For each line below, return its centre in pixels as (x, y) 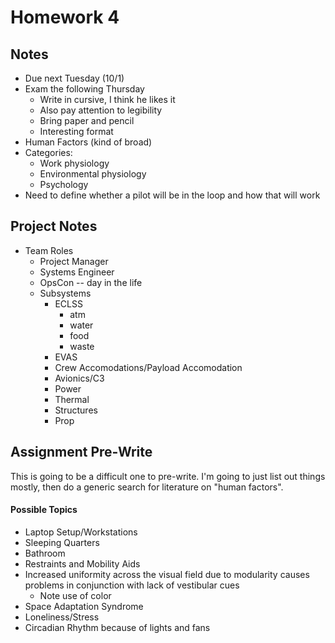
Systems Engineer (77, 272)
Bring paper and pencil (87, 120)
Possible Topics (44, 510)
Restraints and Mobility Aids (82, 563)
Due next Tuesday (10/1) (74, 78)
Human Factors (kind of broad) (88, 142)
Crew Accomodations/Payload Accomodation (148, 367)
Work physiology (74, 163)
